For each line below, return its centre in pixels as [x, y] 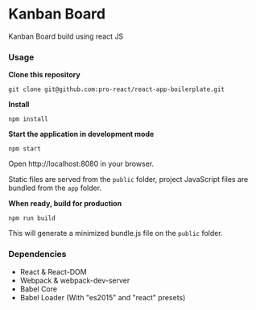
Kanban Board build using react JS [66, 36]
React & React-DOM [53, 271]
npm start [25, 149]
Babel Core [39, 289]
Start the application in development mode [81, 134]
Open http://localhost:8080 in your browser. [81, 164]
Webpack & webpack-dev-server [75, 280]
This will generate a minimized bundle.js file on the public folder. [116, 234]
